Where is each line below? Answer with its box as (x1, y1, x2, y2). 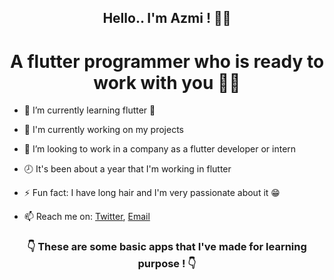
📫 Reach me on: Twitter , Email (23, 211, 151, 223)
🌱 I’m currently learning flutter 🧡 (23, 104, 156, 116)
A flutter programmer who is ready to (9, 50, 325, 73)
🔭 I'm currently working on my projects (23, 124, 184, 136)
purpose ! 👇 (137, 257, 197, 271)
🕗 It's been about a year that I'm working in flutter (23, 163, 232, 175)
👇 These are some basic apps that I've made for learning (27, 240, 307, 254)
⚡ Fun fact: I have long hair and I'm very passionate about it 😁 (23, 187, 281, 199)
